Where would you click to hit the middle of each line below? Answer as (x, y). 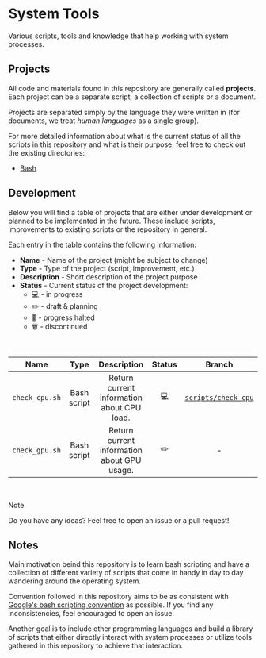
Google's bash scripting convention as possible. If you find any (111, 605)
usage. (121, 470)
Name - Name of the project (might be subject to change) (114, 260)
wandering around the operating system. (74, 581)
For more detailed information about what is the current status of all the (125, 136)
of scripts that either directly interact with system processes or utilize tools (130, 637)
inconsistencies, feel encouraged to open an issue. (91, 614)
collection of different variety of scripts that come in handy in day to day (126, 573)
